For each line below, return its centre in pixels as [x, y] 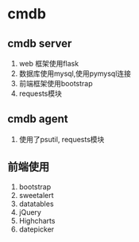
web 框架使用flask [49, 63]
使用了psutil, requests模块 [62, 139]
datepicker [37, 229]
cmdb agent [38, 119]
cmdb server [40, 44]
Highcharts [37, 220]
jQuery [30, 212]
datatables [36, 204]
